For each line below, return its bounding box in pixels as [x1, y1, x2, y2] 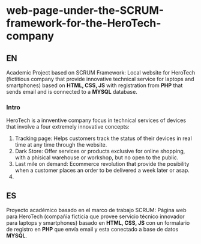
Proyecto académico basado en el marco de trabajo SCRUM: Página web [6, 207, 187, 214]
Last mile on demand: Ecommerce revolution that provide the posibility [14, 160, 190, 168]
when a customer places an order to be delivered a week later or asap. [14, 166, 190, 174]
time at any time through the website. [14, 141, 107, 148]
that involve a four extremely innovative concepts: [6, 123, 130, 130]
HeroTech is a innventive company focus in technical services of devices [6, 117, 187, 124]
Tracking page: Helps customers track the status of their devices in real [14, 135, 192, 142]
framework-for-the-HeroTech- [6, 16, 161, 30]
